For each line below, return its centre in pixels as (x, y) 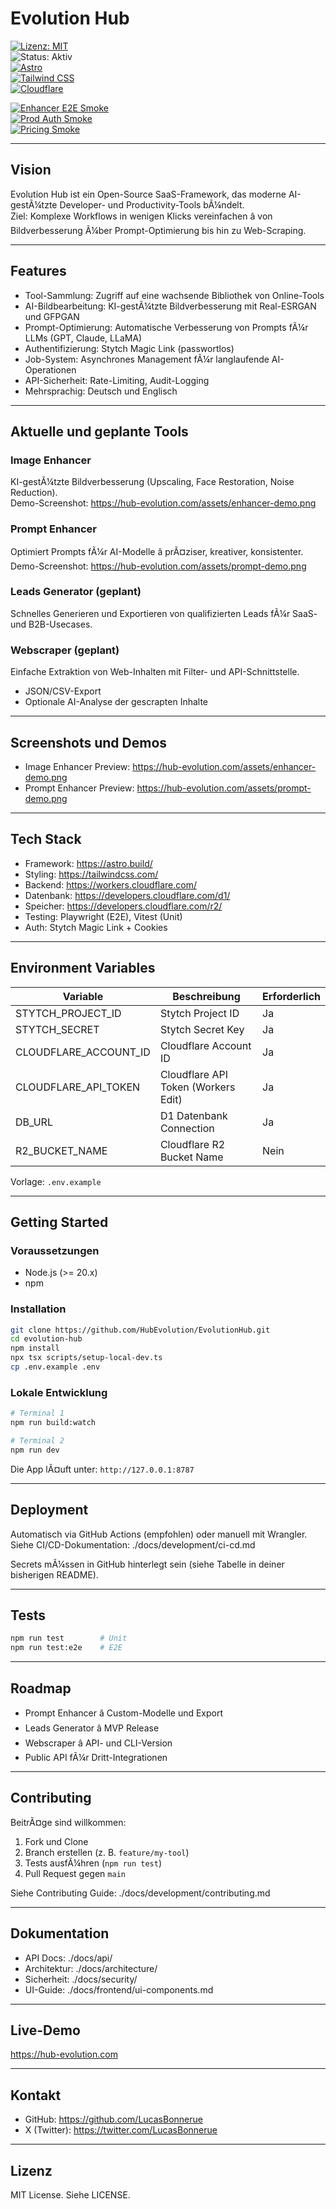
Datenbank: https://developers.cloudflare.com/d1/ (127, 895)
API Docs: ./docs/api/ (68, 1958)
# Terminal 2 (37, 1440)
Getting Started (59, 1222)
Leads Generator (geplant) (76, 592)
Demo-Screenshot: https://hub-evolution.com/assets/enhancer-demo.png (163, 503)
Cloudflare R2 (192, 1144)
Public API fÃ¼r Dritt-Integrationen (96, 1757)
